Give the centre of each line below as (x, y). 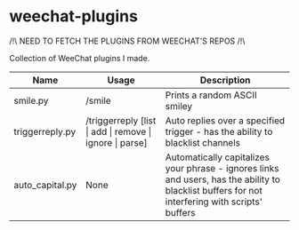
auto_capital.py (45, 185)
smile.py (31, 100)
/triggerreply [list (121, 120)
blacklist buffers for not (214, 190)
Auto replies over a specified (225, 120)
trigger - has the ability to (219, 131)
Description (225, 80)
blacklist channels (203, 142)
